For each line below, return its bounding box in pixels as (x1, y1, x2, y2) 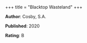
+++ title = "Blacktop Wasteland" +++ (5, 4, 83, 10)
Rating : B (5, 33, 24, 38)
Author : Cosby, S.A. (5, 14, 46, 19)
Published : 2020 (5, 23, 40, 29)
